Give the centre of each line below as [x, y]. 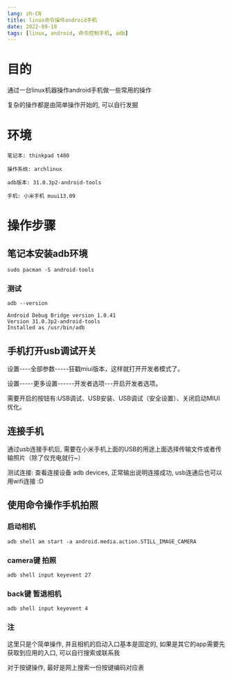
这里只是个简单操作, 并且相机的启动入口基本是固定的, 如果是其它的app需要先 [116, 644]
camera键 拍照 [32, 560]
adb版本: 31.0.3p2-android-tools [54, 183]
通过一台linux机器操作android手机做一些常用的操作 [80, 90]
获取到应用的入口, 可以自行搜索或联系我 [63, 652]
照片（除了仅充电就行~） [48, 458]
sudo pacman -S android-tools [51, 270]
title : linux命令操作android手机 [52, 20]
